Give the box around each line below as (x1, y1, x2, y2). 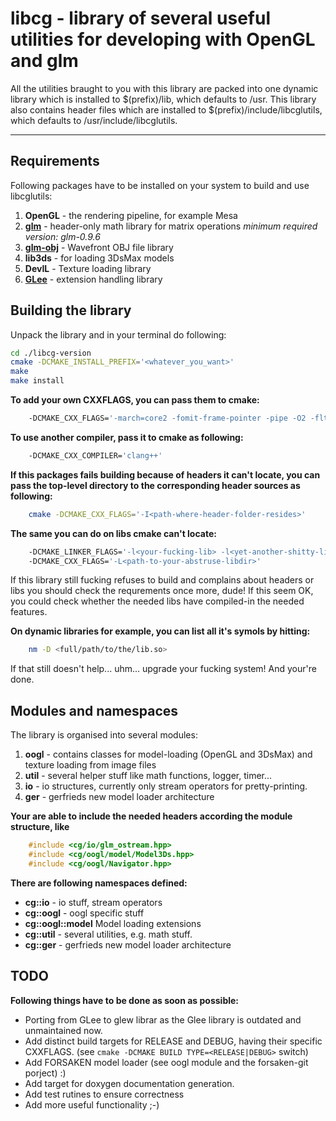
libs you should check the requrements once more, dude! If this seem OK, (10, 585, 314, 597)
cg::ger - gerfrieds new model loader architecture (24, 938, 232, 951)
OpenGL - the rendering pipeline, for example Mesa (24, 209, 238, 221)
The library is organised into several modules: (10, 729, 198, 741)
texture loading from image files (24, 759, 157, 771)
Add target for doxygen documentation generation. (24, 1077, 235, 1089)
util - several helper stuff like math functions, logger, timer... (24, 770, 273, 782)
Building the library (10, 302, 132, 319)
